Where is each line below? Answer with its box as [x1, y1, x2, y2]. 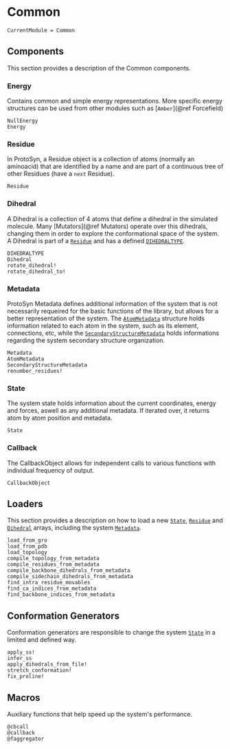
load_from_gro [7, 537, 48, 544]
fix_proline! [7, 673, 45, 680]
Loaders [7, 497, 43, 510]
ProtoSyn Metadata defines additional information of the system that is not [7, 299, 218, 307]
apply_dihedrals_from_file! [7, 661, 88, 668]
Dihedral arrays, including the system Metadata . [7, 524, 142, 532]
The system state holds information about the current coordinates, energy [7, 399, 216, 407]
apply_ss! [7, 649, 36, 656]
